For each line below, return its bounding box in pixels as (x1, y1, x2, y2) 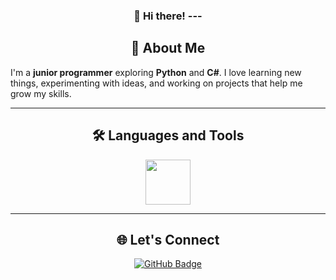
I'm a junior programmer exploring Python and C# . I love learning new (10, 66, 302, 78)
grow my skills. (10, 87, 72, 99)
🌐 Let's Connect (116, 231, 220, 248)
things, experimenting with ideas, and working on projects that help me (10, 77, 303, 89)
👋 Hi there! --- (133, 9, 203, 23)
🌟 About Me (130, 40, 206, 57)
